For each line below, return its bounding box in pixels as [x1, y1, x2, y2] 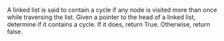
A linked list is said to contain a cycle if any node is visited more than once [7, 6, 218, 14]
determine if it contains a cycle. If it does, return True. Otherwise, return [7, 20, 211, 28]
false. [7, 27, 23, 36]
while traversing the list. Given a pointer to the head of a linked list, [7, 13, 196, 21]
